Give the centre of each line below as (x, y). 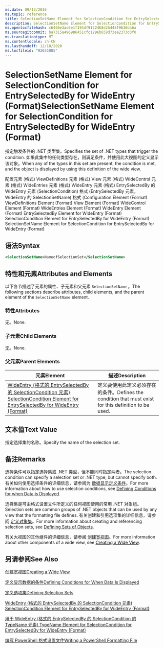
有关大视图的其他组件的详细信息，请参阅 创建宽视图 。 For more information (80, 537)
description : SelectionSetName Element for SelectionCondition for (75, 23)
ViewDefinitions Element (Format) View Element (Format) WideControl (75, 203)
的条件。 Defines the (121, 392)
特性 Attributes (22, 310)
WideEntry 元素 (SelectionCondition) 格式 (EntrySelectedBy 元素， (72, 191)
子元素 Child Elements (31, 336)
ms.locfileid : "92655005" (31, 50)
